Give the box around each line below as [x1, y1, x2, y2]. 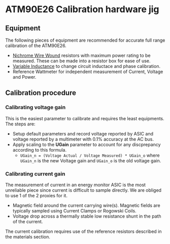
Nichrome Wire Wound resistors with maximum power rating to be [12, 52, 151, 58]
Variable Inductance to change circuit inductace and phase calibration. [12, 63, 161, 69]
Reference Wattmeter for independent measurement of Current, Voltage [12, 68, 163, 75]
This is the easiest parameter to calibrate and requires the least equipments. [5, 115, 165, 121]
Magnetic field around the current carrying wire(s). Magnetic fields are [12, 202, 161, 208]
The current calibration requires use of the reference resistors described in [5, 228, 162, 234]
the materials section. [5, 233, 51, 239]
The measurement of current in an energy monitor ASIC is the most [5, 182, 146, 188]
